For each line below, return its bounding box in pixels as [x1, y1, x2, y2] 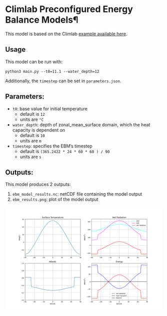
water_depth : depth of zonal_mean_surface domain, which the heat [12, 121, 150, 127]
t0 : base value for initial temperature [12, 105, 87, 111]
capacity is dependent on [12, 127, 65, 133]
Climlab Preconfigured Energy [5, 4, 133, 15]
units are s [19, 153, 41, 160]
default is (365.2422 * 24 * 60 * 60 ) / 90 [19, 148, 110, 154]
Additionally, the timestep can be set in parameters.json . [5, 78, 121, 84]
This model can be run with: [5, 59, 63, 65]
